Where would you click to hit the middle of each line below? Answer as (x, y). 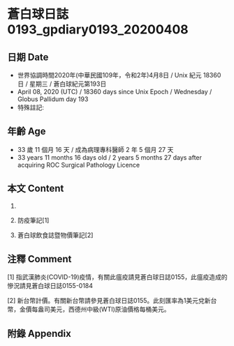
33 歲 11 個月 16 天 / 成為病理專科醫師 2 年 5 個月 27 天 (95, 149)
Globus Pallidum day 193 (53, 99)
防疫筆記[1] (33, 220)
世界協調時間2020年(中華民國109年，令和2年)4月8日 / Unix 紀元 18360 (119, 75)
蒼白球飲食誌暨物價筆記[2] (55, 235)
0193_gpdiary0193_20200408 (98, 30)
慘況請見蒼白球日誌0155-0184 (50, 286)
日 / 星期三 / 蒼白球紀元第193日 (62, 84)
